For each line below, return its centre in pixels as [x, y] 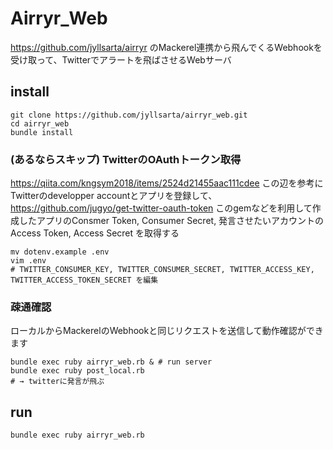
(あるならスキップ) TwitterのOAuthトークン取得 [126, 159]
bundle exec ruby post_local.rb [77, 371]
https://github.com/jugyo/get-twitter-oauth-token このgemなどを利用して [161, 208]
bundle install [42, 132]
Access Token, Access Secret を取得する [95, 233]
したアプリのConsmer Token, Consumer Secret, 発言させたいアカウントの [171, 221]
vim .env [28, 261]
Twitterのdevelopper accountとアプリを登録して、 [114, 196]
